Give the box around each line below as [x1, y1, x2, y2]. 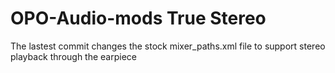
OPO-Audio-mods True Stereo [10, 7, 267, 30]
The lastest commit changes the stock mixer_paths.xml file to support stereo [10, 40, 326, 52]
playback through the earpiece [10, 50, 138, 62]
